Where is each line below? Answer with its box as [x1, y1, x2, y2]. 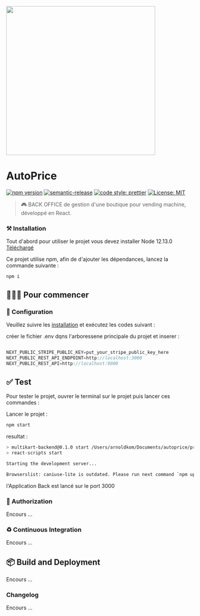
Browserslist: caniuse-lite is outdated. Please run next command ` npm [6, 471, 187, 477]
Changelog [6, 591, 39, 599]
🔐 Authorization [6, 497, 52, 505]
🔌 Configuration [6, 307, 54, 316]
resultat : [6, 433, 28, 440]
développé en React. [20, 209, 71, 216]
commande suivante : [6, 262, 60, 269]
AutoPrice [6, 169, 57, 183]
